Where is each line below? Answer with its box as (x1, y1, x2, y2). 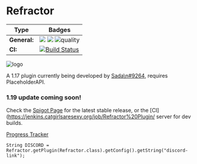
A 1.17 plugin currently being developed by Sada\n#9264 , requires (6, 72, 168, 79)
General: (9, 36, 34, 44)
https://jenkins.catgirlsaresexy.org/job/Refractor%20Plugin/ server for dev (8, 113, 191, 120)
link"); (6, 153, 26, 159)
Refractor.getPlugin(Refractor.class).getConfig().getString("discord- (6, 147, 188, 154)
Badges (48, 26, 71, 34)
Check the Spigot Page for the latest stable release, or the (6, 107, 149, 114)
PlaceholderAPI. (6, 78, 46, 86)
